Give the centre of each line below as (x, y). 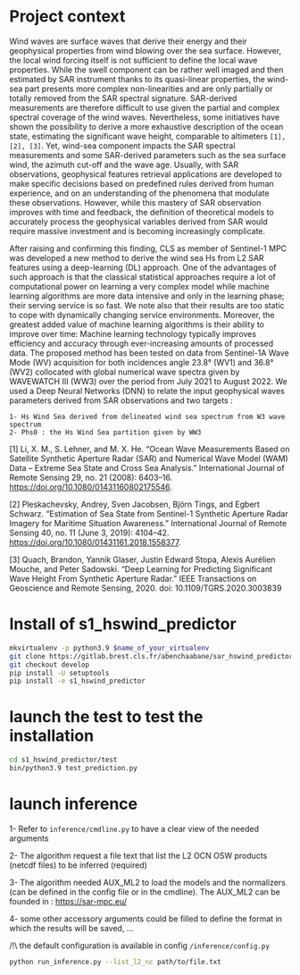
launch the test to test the (106, 717)
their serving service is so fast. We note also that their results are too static (147, 305)
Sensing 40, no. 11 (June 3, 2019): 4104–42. (89, 533)
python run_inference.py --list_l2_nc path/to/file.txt (115, 962)
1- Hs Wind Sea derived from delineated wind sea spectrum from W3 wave (147, 416)
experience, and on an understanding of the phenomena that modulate (139, 193)
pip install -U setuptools (59, 673)
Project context (67, 17)
